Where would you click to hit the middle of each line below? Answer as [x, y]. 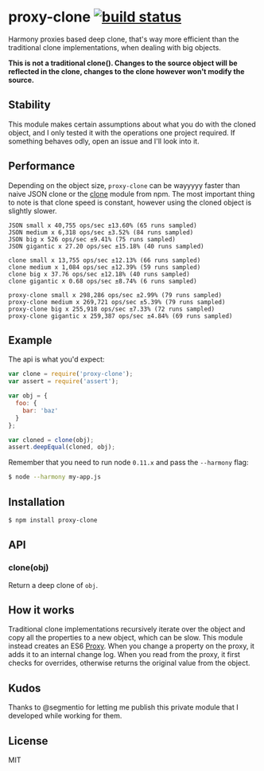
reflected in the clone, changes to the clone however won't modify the [126, 71]
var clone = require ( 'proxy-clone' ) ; [71, 374]
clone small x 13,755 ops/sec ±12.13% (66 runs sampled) [105, 260]
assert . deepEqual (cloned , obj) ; [62, 447]
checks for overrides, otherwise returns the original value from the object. [129, 663]
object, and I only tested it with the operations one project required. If [122, 132]
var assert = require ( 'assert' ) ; [64, 382]
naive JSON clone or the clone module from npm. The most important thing [132, 194]
